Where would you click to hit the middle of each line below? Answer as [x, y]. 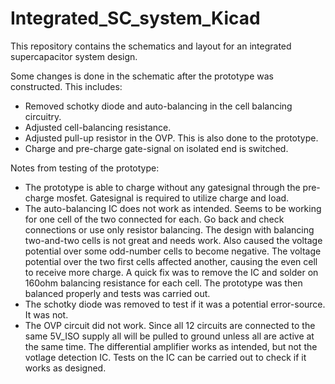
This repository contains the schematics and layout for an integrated [151, 46]
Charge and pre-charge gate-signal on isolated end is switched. [156, 148]
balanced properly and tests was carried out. [117, 293]
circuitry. [43, 116]
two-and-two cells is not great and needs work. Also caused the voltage [173, 240]
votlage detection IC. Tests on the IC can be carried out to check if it [165, 357]
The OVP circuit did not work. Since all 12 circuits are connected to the [170, 325]
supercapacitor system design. [74, 56]
